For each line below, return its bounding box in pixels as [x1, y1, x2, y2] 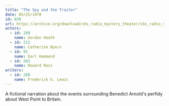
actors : [5, 26, 22, 31]
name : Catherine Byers [14, 44, 62, 49]
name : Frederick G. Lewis [14, 77, 69, 82]
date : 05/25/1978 [5, 12, 42, 17]
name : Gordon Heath [14, 35, 55, 40]
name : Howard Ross [14, 63, 53, 68]
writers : [5, 68, 24, 73]
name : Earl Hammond [14, 53, 55, 59]
